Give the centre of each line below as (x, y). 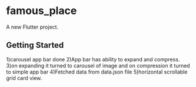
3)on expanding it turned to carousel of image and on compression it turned (98, 65)
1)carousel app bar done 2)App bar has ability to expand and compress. (93, 59)
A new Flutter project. (32, 27)
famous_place (41, 11)
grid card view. (24, 78)
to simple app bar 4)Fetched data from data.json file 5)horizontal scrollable (97, 72)
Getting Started (35, 45)
